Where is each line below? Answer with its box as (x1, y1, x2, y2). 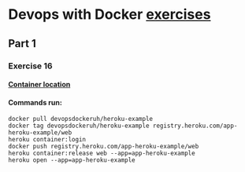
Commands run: (8, 97, 63, 107)
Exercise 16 (8, 60, 53, 71)
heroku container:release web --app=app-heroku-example (8, 149, 195, 158)
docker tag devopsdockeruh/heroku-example (8, 122, 150, 130)
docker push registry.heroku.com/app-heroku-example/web (8, 143, 199, 151)
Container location (8, 80, 71, 90)
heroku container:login (8, 136, 87, 144)
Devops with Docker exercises (8, 5, 211, 24)
